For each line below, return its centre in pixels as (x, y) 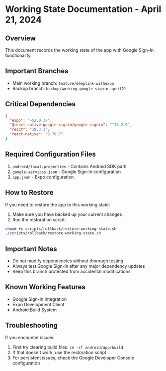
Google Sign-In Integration (40, 299)
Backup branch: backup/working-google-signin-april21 (69, 88)
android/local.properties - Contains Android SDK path (69, 166)
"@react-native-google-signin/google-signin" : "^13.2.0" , (71, 125)
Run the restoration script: (39, 219)
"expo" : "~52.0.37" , (31, 120)
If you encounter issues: (30, 337)
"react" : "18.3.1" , (30, 130)
